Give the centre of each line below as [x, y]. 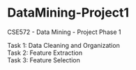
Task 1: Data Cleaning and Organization [63, 45]
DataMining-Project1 [68, 13]
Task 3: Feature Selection [44, 60]
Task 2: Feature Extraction [45, 53]
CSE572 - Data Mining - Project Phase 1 [64, 32]
